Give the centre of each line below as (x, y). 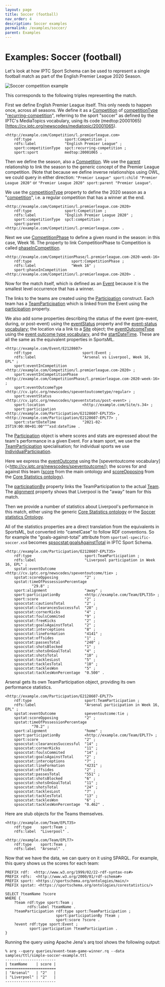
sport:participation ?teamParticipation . (74, 929)
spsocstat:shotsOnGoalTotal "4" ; (55, 651)
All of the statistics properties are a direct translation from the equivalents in (82, 526)
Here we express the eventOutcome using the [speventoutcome (70, 461)
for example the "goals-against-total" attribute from (57, 537)
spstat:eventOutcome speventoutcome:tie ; (71, 713)
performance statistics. (29, 687)
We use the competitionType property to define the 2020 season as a (76, 192)
